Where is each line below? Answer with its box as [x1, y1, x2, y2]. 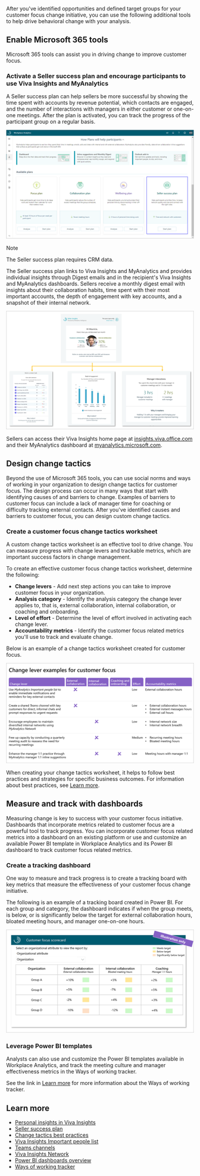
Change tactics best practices [14, 1131, 89, 1139]
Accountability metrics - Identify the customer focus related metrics [14, 627, 185, 634]
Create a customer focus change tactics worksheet [6, 527, 158, 535]
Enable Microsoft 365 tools [6, 35, 108, 45]
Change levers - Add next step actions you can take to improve [14, 583, 171, 590]
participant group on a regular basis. [6, 118, 96, 126]
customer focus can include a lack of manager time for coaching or [6, 500, 171, 507]
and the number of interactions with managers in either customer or [6, 105, 173, 112]
